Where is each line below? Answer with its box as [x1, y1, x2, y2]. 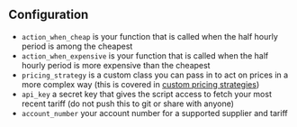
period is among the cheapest [21, 41, 133, 51]
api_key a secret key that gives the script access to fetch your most [21, 88, 272, 99]
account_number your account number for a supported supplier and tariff [21, 107, 289, 118]
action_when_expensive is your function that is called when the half [21, 50, 269, 61]
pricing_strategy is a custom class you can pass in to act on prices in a [21, 69, 289, 80]
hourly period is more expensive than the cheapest [21, 59, 211, 70]
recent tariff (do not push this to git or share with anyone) [21, 98, 235, 109]
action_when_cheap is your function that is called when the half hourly [21, 31, 278, 41]
